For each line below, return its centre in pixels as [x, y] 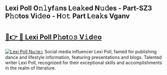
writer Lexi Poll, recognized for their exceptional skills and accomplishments [83, 63]
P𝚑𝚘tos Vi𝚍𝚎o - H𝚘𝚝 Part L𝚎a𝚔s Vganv [67, 16]
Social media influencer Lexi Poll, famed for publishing [101, 52]
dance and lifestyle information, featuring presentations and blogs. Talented [83, 57]
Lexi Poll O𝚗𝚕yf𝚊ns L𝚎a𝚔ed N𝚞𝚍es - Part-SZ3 [79, 8]
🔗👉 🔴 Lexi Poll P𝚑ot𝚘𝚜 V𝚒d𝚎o [53, 37]
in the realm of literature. [31, 68]
